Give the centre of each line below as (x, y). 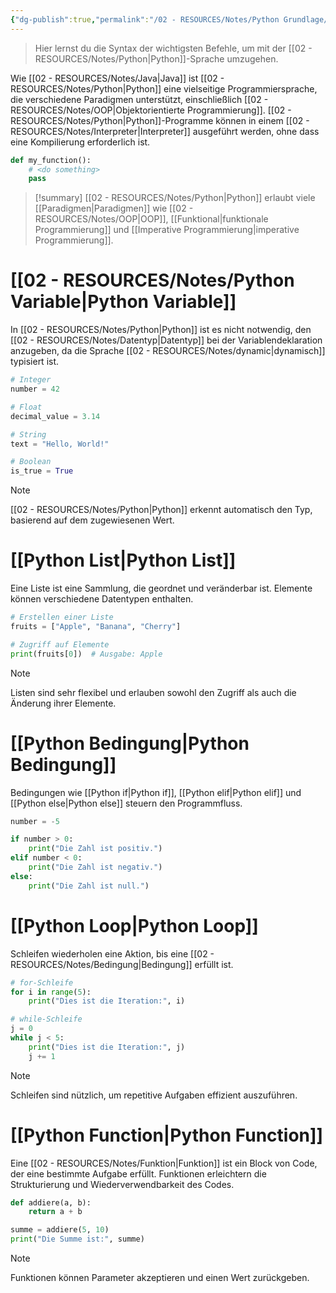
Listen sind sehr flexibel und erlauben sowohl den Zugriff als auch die (153, 692)
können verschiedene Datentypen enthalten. (102, 599)
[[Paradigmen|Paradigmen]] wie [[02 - (114, 208)
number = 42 (35, 389)
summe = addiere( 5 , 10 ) (60, 1230)
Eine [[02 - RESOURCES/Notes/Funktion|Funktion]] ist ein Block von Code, (164, 1163)
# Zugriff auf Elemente (60, 644)
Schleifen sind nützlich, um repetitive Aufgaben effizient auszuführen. (154, 1095)
